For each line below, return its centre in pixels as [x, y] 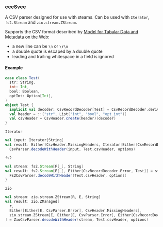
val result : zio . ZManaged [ [32, 202]
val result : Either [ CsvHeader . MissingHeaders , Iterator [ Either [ [71, 145]
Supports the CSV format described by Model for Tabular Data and [72, 32]
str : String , [23, 83]
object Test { [19, 105]
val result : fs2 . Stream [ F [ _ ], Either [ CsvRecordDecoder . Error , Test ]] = [79, 171]
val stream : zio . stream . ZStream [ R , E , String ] [53, 197]
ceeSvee [16, 7]
